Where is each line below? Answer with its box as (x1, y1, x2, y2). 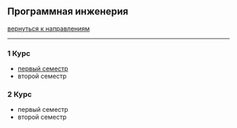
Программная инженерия (7, 6, 128, 18)
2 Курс (7, 89, 32, 99)
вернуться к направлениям (7, 24, 90, 32)
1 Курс (7, 49, 30, 58)
